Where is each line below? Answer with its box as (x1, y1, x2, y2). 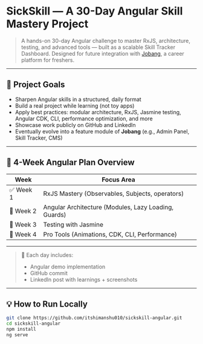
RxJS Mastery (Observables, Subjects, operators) (43, 189, 184, 198)
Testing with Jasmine (43, 220, 104, 229)
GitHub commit (30, 269, 68, 276)
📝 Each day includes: (21, 251, 74, 258)
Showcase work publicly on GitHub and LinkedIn (14, 121, 136, 128)
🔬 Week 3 (9, 220, 37, 229)
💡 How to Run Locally (6, 299, 88, 309)
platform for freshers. (21, 56, 74, 63)
